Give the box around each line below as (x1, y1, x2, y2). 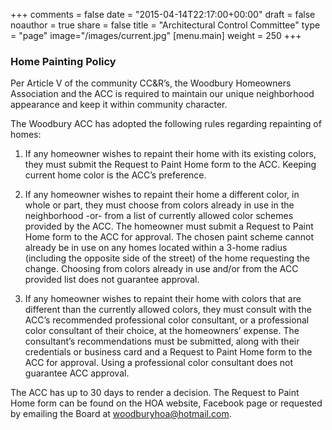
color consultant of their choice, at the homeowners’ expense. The (24, 325, 300, 337)
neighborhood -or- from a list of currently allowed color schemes (24, 210, 294, 222)
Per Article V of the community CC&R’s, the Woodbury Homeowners (10, 77, 292, 89)
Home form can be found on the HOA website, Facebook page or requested (10, 397, 323, 409)
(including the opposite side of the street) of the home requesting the (24, 252, 310, 264)
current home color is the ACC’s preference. (24, 169, 207, 181)
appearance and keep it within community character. (10, 99, 228, 111)
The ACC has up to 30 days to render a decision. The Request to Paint (10, 387, 300, 399)
